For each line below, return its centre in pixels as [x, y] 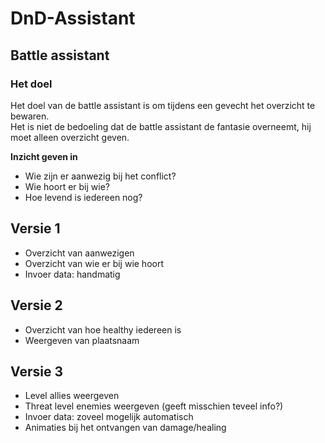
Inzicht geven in [44, 156]
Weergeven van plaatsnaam [82, 340]
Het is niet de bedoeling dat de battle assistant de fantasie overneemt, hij [161, 126]
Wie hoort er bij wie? [67, 186]
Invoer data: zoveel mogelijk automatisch [109, 417]
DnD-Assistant [73, 18]
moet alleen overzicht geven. [70, 137]
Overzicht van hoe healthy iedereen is [103, 329]
